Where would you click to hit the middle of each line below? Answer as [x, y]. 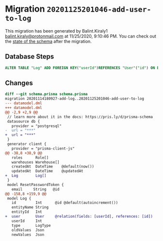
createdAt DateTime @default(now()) [53, 167]
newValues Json [28, 235]
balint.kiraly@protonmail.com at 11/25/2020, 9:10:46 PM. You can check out [81, 36]
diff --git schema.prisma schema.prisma [47, 94]
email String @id [35, 189]
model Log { [19, 198]
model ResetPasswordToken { [35, 185]
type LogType [31, 225]
